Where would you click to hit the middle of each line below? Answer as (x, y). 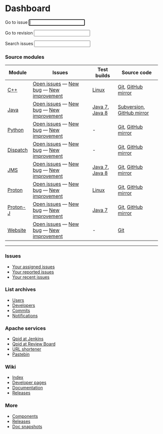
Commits (21, 310)
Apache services (25, 328)
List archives (21, 290)
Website (17, 230)
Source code (137, 72)
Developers (24, 305)
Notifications (25, 315)
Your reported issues (33, 272)
